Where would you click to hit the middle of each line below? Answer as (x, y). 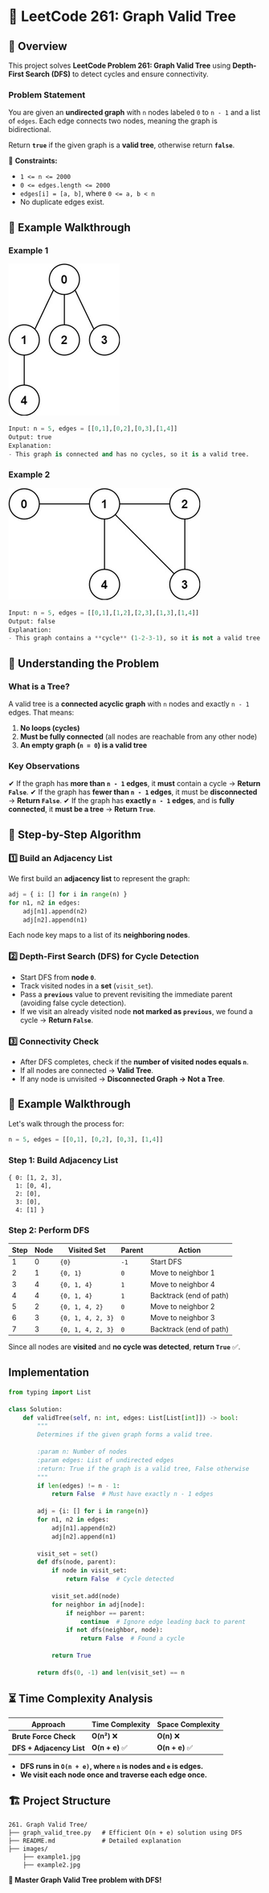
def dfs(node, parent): (77, 1562)
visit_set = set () (68, 1554)
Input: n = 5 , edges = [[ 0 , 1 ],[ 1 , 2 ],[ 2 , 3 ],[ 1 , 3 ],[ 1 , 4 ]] (104, 613)
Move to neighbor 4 (182, 1284)
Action (190, 1250)
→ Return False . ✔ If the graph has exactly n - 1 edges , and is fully (122, 801)
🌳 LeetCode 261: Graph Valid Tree (122, 17)
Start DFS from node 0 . (58, 977)
